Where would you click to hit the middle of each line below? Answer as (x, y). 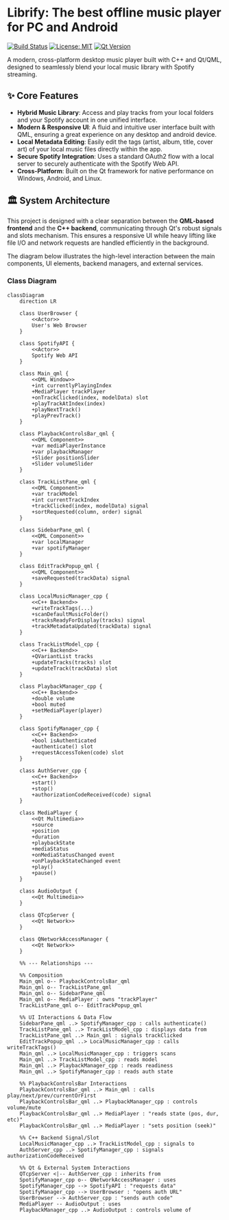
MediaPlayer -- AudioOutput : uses (70, 1204)
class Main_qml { (44, 373)
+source (43, 825)
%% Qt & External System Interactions (75, 1168)
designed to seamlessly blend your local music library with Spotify (101, 67)
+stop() (43, 789)
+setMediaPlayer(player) (67, 710)
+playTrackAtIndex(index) (69, 404)
